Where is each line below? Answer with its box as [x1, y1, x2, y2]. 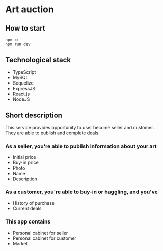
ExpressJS [12, 85, 36, 91]
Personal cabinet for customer [12, 235, 76, 241]
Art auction [5, 4, 55, 15]
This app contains [5, 218, 51, 225]
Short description [5, 111, 63, 120]
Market [12, 240, 28, 246]
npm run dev [5, 42, 31, 47]
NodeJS [12, 96, 30, 102]
